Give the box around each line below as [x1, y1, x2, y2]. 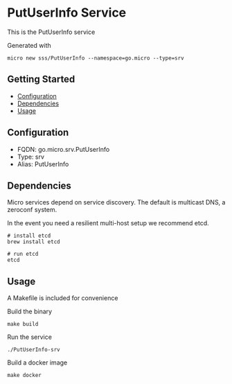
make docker [7, 372, 42, 379]
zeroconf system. [7, 206, 57, 214]
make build [7, 321, 39, 328]
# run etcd [7, 251, 39, 258]
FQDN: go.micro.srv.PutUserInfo [17, 145, 110, 153]
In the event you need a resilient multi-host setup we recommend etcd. [7, 219, 209, 227]
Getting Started [7, 73, 75, 85]
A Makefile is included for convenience [7, 294, 118, 302]
